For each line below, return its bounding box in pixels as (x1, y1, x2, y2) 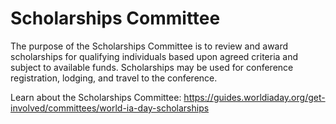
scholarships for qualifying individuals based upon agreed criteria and (10, 50, 299, 62)
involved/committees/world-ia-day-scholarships (10, 102, 210, 114)
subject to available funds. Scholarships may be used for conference (10, 61, 294, 73)
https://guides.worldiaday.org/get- (183, 91, 326, 103)
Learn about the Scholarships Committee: (10, 91, 182, 103)
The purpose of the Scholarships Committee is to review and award (10, 40, 289, 52)
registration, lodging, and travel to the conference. (10, 72, 218, 84)
